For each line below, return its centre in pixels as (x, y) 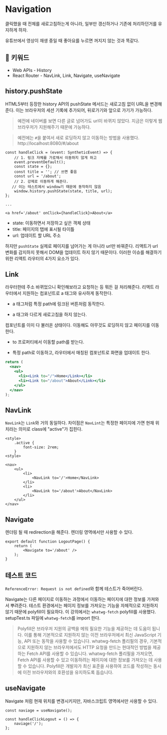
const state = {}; (33, 166)
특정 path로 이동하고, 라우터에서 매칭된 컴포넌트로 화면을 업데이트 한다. (82, 353)
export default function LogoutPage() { (48, 542)
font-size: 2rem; (41, 447)
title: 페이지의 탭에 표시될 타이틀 (43, 229)
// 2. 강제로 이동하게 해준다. (41, 181)
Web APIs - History (32, 70)
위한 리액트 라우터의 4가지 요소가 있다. (42, 258)
